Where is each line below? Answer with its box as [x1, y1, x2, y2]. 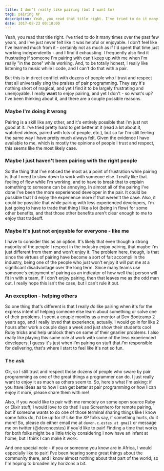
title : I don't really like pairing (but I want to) [5, 7, 115, 12]
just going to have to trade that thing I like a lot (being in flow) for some [5, 205, 148, 211]
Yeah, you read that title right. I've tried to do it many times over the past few [5, 34, 159, 40]
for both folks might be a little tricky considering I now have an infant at [5, 430, 148, 436]
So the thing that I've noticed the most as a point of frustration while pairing [5, 168, 157, 174]
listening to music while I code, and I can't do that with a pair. [5, 66, 128, 71]
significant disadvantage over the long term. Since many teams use [5, 265, 141, 271]
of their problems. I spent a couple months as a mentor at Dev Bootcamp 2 [5, 314, 155, 320]
